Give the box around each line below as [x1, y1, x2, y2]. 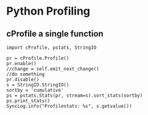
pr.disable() [6, 77, 40, 83]
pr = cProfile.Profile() [6, 55, 69, 61]
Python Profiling [6, 4, 90, 18]
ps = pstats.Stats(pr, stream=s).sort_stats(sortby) [6, 92, 143, 99]
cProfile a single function [6, 29, 104, 39]
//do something [6, 71, 45, 77]
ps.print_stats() [6, 98, 51, 104]
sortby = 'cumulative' [6, 87, 64, 93]
